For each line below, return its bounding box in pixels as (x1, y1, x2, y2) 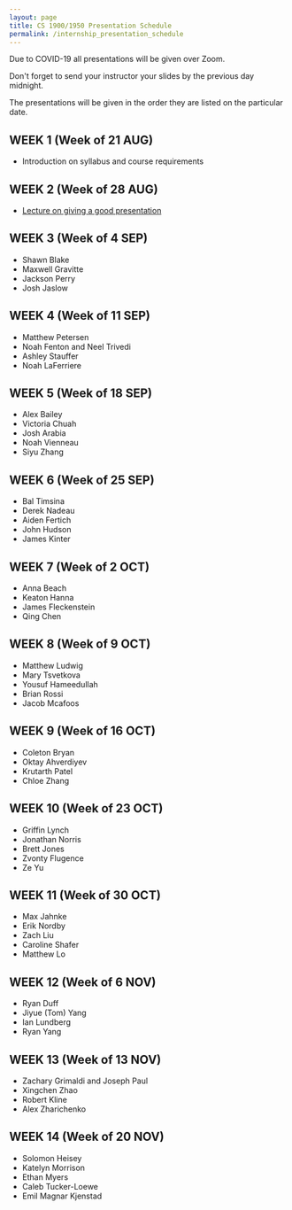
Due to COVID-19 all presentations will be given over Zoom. (9, 54, 226, 65)
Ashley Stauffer (21, 351, 79, 361)
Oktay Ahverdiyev (21, 756, 88, 767)
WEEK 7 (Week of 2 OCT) (9, 559, 150, 574)
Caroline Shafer (21, 940, 80, 950)
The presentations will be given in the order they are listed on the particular (9, 97, 283, 108)
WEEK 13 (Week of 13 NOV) (9, 1051, 162, 1067)
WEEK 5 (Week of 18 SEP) (9, 386, 153, 401)
